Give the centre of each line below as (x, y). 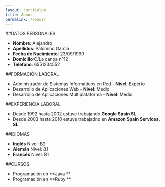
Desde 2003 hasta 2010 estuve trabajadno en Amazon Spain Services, (86, 119)
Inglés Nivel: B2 (29, 144)
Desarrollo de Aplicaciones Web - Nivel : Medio (61, 89)
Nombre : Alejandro (32, 43)
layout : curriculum (26, 10)
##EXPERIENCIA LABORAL (33, 104)
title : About (19, 15)
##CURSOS (17, 164)
